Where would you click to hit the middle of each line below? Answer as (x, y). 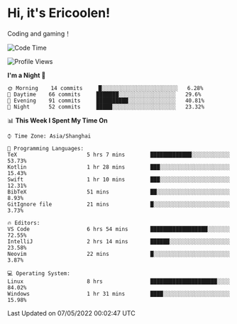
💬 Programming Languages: (45, 148)
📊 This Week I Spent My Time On (57, 120)
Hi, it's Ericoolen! (59, 13)
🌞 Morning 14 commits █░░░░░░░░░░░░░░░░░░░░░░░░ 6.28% (105, 88)
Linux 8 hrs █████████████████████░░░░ (119, 281)
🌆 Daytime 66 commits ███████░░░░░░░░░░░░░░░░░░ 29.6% (104, 94)
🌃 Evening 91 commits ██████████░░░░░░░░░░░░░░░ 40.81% (106, 101)
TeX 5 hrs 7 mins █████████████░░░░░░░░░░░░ (119, 155)
